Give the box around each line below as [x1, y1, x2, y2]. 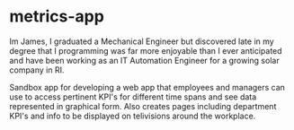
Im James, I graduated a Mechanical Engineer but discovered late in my [9, 36, 274, 47]
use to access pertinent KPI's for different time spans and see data [9, 91, 257, 102]
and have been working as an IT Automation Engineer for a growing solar [9, 55, 281, 65]
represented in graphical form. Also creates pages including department [9, 100, 277, 111]
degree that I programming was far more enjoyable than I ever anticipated [9, 45, 282, 56]
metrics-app [9, 6, 105, 27]
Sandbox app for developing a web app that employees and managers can [9, 82, 286, 92]
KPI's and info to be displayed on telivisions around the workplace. [9, 110, 256, 121]
